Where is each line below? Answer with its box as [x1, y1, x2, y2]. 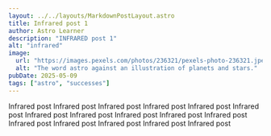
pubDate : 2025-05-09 [8, 72, 78, 80]
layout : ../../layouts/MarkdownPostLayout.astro [8, 11, 175, 20]
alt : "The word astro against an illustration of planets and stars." [15, 64, 258, 72]
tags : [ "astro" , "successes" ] [8, 79, 110, 87]
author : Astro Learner [8, 27, 85, 35]
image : [8, 49, 31, 57]
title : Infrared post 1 [8, 19, 89, 27]
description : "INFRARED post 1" [8, 34, 117, 43]
